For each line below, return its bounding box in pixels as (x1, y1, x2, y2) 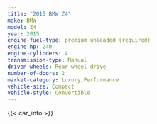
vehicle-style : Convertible (7, 89, 91, 96)
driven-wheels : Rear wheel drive (7, 63, 107, 70)
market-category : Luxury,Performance (7, 76, 119, 84)
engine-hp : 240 (7, 43, 53, 50)
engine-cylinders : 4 (7, 50, 69, 57)
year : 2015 (7, 30, 40, 38)
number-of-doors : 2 (7, 69, 65, 77)
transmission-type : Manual (7, 57, 87, 64)
